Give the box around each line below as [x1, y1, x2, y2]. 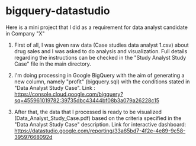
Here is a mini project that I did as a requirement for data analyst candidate [5, 24, 188, 31]
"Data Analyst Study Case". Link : [14, 84, 96, 91]
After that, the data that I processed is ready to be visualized [14, 108, 162, 115]
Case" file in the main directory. [14, 60, 91, 67]
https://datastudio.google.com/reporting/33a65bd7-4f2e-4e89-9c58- [14, 127, 186, 134]
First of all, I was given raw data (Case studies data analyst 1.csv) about [14, 41, 189, 48]
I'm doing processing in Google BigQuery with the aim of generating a [14, 72, 185, 79]
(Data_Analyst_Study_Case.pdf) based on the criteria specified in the [14, 114, 182, 122]
